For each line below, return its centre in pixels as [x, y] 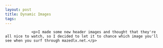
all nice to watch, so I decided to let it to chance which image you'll [82, 36]
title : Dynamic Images [28, 14]
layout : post [18, 10]
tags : [10, 19]
